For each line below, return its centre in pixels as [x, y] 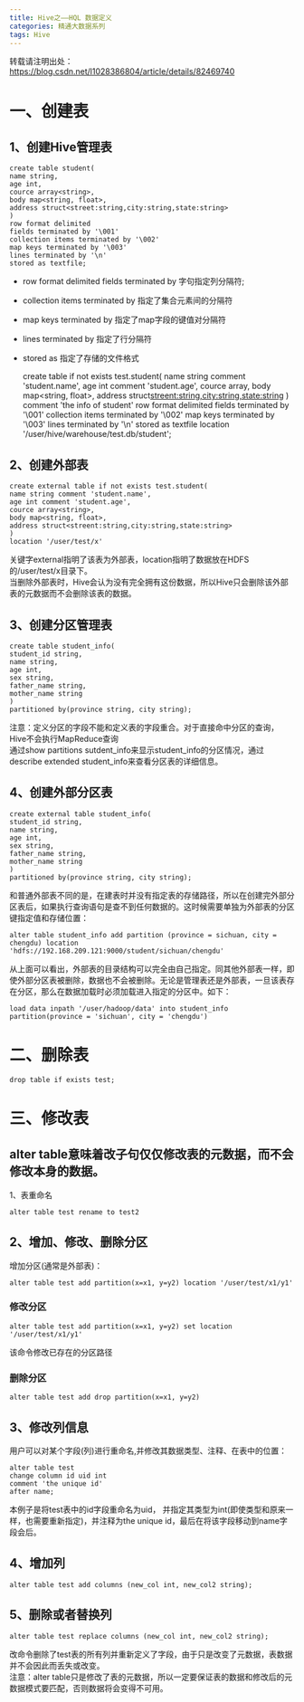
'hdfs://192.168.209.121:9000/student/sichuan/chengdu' [117, 951]
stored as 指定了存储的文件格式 [81, 358]
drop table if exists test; [62, 1079]
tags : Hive [30, 34]
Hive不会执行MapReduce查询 [64, 739]
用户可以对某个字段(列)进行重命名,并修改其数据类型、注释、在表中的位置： [148, 1450]
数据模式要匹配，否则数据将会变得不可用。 [89, 1688]
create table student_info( [62, 646]
